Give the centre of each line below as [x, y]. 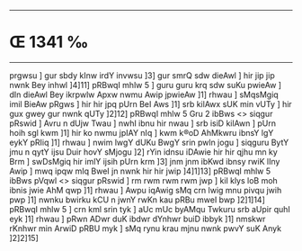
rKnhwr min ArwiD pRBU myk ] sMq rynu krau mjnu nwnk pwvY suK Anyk [145, 228]
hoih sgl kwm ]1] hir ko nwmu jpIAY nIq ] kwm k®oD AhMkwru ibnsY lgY [142, 132]
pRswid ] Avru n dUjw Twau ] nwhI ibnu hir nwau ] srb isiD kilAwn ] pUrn [143, 123]
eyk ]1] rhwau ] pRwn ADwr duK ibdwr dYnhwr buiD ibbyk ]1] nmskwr [138, 219]
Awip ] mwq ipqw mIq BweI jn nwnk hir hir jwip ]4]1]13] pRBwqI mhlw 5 [140, 171]
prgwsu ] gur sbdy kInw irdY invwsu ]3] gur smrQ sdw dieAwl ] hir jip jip [142, 75]
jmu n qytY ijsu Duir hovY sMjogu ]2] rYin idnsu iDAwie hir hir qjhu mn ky [144, 152]
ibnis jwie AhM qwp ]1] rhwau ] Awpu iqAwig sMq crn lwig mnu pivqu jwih [146, 190]
